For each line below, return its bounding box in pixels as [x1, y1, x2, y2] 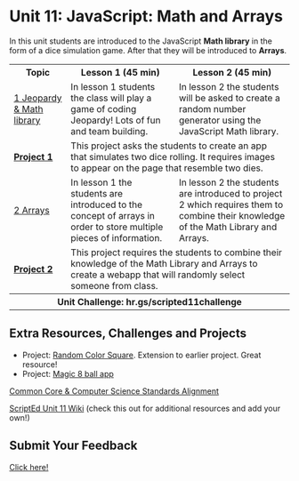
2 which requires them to [178, 198, 283, 211]
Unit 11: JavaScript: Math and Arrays [9, 6, 283, 27]
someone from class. [70, 279, 158, 292]
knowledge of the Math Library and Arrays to [70, 257, 258, 269]
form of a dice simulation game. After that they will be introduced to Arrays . [9, 44, 287, 55]
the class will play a [70, 92, 152, 104]
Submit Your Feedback [9, 438, 138, 453]
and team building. [70, 124, 149, 137]
